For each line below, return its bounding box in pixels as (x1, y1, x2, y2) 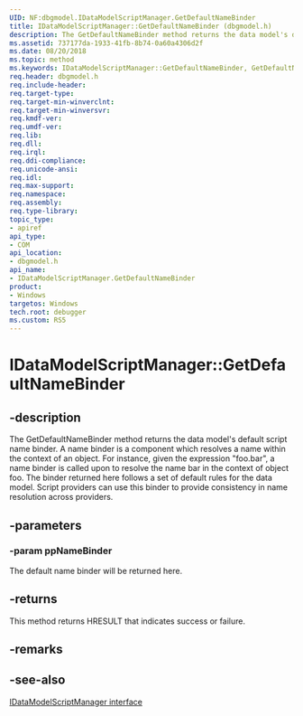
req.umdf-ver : (9, 123, 63, 132)
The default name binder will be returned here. (9, 565, 183, 576)
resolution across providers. (9, 492, 114, 503)
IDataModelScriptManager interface (9, 696, 142, 707)
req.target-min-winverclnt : (9, 97, 115, 107)
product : (9, 282, 42, 291)
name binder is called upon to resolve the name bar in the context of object (9, 463, 289, 474)
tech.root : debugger (9, 307, 87, 316)
